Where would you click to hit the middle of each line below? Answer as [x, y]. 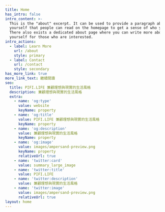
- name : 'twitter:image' [39, 188]
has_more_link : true [26, 74]
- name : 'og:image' [34, 142]
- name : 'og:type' [33, 101]
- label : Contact [27, 60]
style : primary [29, 55]
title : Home [17, 10]
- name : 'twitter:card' [38, 160]
